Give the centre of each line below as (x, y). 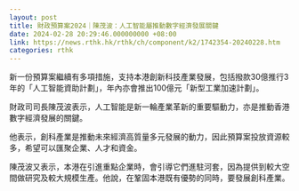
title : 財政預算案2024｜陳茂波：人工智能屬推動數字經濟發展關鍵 (114, 26)
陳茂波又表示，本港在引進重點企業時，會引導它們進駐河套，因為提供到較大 (145, 167)
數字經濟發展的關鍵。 (48, 118)
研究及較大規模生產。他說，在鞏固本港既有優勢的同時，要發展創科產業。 (157, 178)
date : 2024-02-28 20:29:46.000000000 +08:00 (93, 34)
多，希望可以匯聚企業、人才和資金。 (76, 148)
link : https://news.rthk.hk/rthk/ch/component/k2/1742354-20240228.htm (145, 42)
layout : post (33, 17)
